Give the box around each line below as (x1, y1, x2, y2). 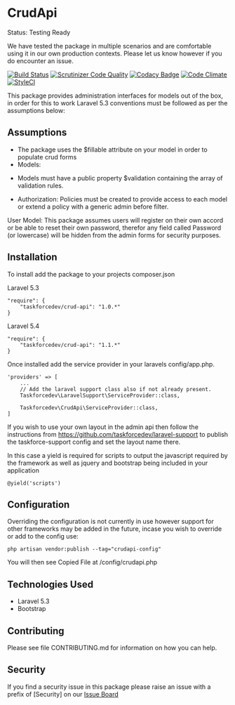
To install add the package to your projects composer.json (7, 270, 175, 278)
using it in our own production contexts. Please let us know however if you (7, 49, 222, 58)
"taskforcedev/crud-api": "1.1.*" (20, 341, 121, 348)
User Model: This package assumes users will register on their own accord (7, 216, 224, 224)
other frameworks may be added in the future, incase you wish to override (7, 525, 222, 533)
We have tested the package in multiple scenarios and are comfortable (7, 41, 212, 50)
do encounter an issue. (7, 56, 74, 65)
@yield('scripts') (7, 480, 61, 487)
